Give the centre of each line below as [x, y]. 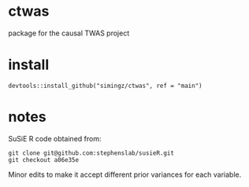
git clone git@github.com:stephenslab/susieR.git [91, 153]
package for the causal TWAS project [69, 33]
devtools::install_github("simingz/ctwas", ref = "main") [105, 86]
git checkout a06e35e [44, 159]
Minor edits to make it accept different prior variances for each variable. [125, 174]
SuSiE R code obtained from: [55, 138]
